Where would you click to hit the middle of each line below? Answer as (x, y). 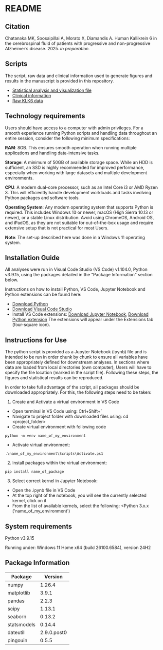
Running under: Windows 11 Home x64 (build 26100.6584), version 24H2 (78, 548)
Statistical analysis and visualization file (52, 90)
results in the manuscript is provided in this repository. (60, 81)
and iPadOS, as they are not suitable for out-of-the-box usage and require (79, 223)
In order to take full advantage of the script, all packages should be (72, 387)
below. (12, 280)
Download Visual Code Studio (42, 309)
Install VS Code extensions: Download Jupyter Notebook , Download (80, 314)
